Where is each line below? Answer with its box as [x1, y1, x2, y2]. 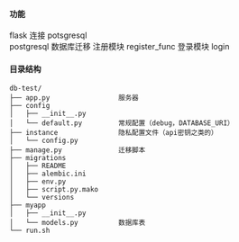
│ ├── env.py [9, 177, 67, 186]
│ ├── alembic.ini [9, 169, 87, 179]
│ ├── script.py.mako [9, 185, 99, 194]
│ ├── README [9, 162, 67, 171]
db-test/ [9, 84, 42, 94]
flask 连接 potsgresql [9, 30, 87, 40]
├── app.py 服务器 [9, 94, 139, 103]
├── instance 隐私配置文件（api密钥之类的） [9, 129, 218, 138]
